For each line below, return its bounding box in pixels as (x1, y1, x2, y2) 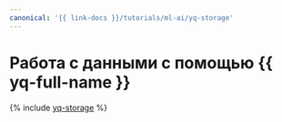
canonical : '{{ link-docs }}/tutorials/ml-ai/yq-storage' (9, 13, 234, 23)
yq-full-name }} (9, 72, 131, 92)
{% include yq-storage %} (9, 102, 108, 113)
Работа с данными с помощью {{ (9, 52, 273, 73)
